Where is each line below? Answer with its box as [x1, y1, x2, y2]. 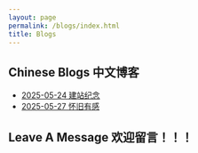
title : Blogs [8, 29, 57, 38]
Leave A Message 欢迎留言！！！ [8, 130, 194, 145]
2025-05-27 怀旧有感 [20, 101, 99, 112]
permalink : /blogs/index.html [8, 21, 121, 30]
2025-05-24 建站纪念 [20, 90, 100, 101]
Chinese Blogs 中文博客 [8, 64, 139, 80]
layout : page [8, 12, 57, 22]
